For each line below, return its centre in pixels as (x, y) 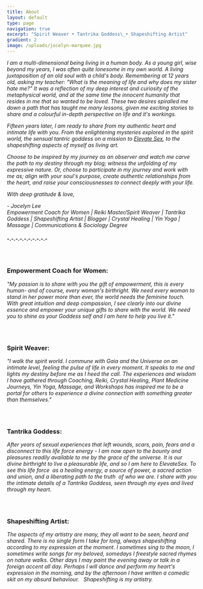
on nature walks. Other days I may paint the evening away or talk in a (93, 560)
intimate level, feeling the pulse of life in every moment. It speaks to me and (101, 367)
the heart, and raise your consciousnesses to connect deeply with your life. (101, 182)
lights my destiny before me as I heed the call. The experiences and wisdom (101, 374)
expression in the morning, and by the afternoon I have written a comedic (98, 573)
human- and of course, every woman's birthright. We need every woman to (101, 290)
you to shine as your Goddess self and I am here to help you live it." (91, 316)
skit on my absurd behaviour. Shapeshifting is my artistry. (80, 579)
